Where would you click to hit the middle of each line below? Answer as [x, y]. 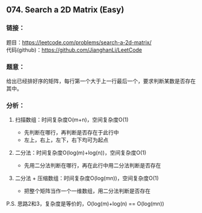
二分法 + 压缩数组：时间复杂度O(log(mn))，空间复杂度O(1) [87, 178]
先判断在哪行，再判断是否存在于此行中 [71, 133]
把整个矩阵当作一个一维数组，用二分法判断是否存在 [87, 191]
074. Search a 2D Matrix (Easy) [65, 10]
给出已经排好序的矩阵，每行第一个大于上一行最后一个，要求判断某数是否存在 [101, 81]
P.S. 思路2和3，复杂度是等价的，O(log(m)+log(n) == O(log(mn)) [85, 204]
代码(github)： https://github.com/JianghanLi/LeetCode [74, 50]
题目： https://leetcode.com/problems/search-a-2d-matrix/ [79, 42]
